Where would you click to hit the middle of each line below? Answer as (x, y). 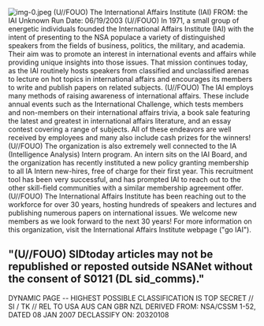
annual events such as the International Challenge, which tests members (126, 104)
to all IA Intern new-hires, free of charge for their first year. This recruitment (131, 171)
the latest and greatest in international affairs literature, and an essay (120, 121)
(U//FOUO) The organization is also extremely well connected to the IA (123, 146)
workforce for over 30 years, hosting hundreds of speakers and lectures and (132, 204)
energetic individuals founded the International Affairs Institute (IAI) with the (131, 29)
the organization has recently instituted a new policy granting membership (129, 163)
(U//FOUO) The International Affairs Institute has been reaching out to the (127, 196)
